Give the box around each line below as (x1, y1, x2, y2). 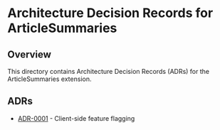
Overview (7, 48, 52, 60)
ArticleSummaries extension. (7, 75, 92, 83)
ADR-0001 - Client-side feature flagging (17, 114, 135, 122)
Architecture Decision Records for (7, 5, 214, 21)
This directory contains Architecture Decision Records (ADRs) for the (7, 67, 210, 75)
